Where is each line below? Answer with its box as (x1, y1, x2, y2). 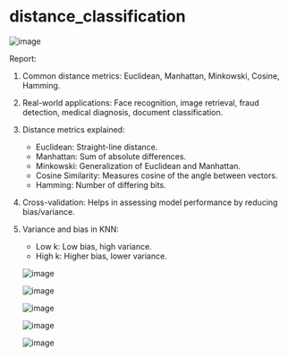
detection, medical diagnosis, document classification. (21, 106, 224, 117)
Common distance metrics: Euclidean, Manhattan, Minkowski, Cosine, (21, 70, 280, 81)
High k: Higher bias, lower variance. (35, 251, 167, 261)
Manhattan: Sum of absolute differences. (35, 150, 186, 162)
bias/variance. (21, 206, 75, 217)
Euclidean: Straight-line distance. (35, 141, 158, 152)
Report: (9, 53, 38, 64)
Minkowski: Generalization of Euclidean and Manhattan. (35, 160, 241, 171)
